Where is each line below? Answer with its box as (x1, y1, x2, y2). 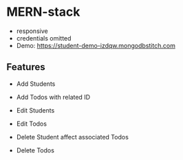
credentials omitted (16, 34, 72, 42)
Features (6, 61, 45, 73)
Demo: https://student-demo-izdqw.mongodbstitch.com (16, 41, 176, 49)
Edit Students (16, 106, 55, 114)
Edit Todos (16, 119, 47, 128)
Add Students (16, 80, 56, 88)
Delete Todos (16, 146, 54, 155)
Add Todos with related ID (16, 93, 91, 101)
